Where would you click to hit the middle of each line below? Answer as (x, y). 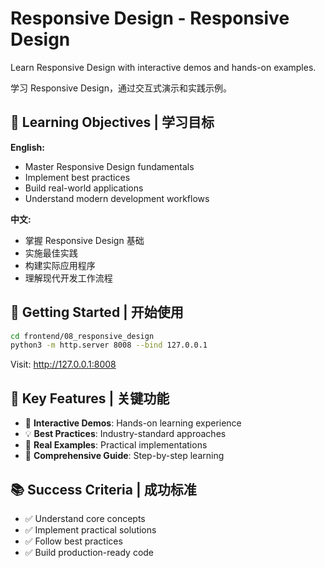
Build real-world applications (84, 188)
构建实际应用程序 (60, 265)
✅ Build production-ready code (89, 552)
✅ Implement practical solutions (90, 529)
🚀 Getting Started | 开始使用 (97, 312)
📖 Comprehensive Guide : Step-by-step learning (124, 456)
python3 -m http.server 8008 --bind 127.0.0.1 (109, 345)
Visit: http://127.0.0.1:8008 (63, 364)
